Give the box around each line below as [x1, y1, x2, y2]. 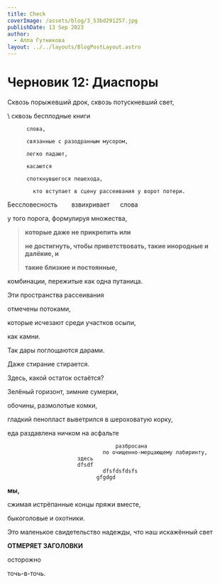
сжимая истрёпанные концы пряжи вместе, [7, 500, 141, 508]
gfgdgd [96, 473, 116, 481]
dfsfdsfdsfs [102, 468, 138, 475]
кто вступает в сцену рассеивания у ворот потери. [33, 187, 186, 195]
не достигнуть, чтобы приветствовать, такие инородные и [24, 242, 209, 250]
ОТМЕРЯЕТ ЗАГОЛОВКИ [7, 541, 83, 550]
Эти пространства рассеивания [7, 290, 104, 299]
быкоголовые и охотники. [7, 514, 85, 522]
